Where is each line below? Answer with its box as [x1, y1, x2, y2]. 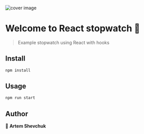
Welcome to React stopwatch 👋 [5, 23, 140, 34]
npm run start [5, 95, 36, 100]
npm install [5, 68, 31, 73]
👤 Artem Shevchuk [5, 123, 46, 129]
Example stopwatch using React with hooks [17, 39, 110, 45]
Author [5, 110, 28, 118]
